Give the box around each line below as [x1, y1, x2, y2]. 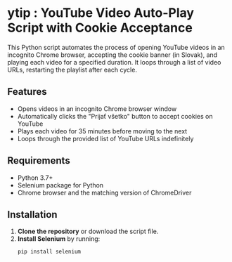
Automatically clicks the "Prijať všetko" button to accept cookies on [17, 112, 213, 120]
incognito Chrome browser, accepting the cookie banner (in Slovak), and [7, 51, 218, 59]
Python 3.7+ [17, 173, 53, 182]
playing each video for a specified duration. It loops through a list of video [7, 58, 221, 66]
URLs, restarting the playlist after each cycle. [7, 65, 137, 74]
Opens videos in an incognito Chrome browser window [17, 104, 177, 113]
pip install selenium [17, 248, 81, 256]
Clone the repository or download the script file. [17, 227, 159, 236]
